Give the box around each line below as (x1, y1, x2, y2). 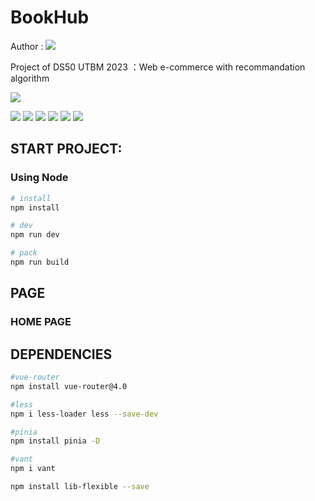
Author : (10, 40, 44, 52)
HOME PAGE (10, 315, 72, 329)
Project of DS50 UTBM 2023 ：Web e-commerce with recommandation (10, 61, 306, 73)
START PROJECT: (10, 141, 123, 158)
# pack (10, 248, 38, 258)
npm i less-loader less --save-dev (10, 409, 159, 419)
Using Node (10, 171, 69, 185)
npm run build (10, 257, 70, 267)
